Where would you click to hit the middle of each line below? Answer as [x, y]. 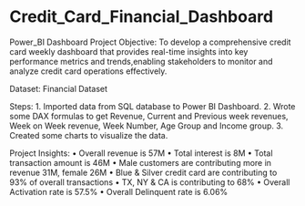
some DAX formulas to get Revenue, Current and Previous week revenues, [149, 116]
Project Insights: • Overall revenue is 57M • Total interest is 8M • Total [141, 153]
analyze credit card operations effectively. [88, 71]
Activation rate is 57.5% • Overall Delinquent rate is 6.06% [119, 191]
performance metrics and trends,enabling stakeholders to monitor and [141, 61]
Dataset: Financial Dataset [58, 88]
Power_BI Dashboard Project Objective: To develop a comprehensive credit [150, 42]
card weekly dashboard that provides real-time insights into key [129, 51]
